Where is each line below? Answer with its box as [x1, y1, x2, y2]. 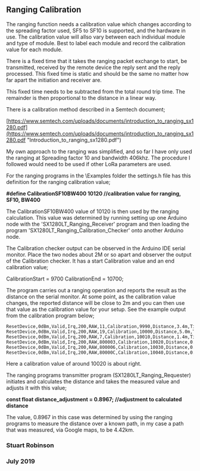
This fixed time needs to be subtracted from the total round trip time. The [6, 88, 186, 95]
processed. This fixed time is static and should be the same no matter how [6, 70, 189, 77]
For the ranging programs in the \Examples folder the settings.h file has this [6, 172, 192, 179]
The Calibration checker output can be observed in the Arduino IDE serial [6, 244, 186, 252]
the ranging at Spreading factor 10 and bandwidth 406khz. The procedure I [6, 154, 190, 161]
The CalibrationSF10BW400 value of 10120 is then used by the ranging [6, 208, 179, 215]
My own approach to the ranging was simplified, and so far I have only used [6, 148, 192, 155]
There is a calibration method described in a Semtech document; [6, 105, 165, 113]
